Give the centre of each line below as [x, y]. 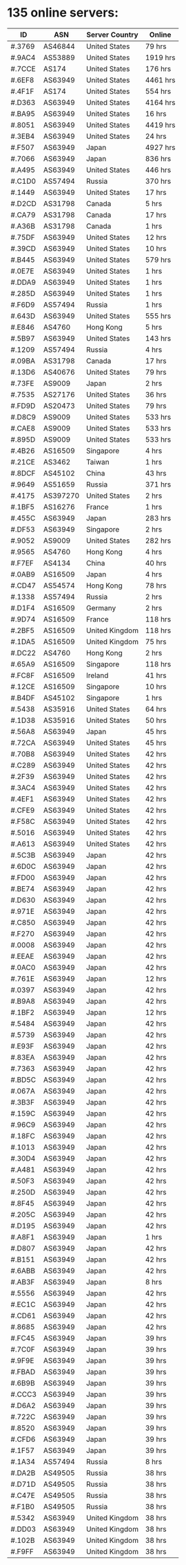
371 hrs [158, 484]
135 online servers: [63, 13]
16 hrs [156, 113]
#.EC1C [23, 1304]
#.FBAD [23, 1371]
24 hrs [156, 136]
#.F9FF [22, 1551]
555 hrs [158, 316]
